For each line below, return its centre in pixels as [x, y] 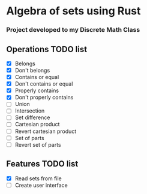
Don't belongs [32, 70]
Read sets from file [38, 178]
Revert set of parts [38, 144]
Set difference [32, 117]
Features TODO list [42, 164]
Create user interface [41, 185]
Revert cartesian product [46, 131]
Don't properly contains [44, 98]
